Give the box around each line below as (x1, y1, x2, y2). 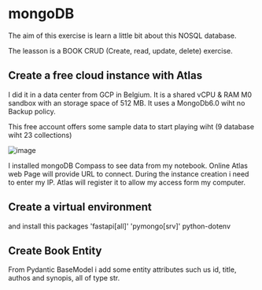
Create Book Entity (8, 244, 102, 257)
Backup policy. (8, 106, 57, 116)
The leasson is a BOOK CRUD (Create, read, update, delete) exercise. (8, 46, 234, 55)
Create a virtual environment (8, 200, 152, 214)
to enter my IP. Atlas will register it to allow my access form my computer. (8, 177, 246, 187)
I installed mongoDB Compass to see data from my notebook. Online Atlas (8, 161, 249, 170)
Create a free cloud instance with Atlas (8, 69, 203, 83)
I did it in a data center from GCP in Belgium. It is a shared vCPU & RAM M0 (8, 90, 253, 99)
